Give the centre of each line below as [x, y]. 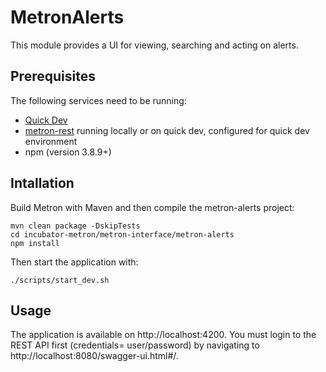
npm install [35, 243]
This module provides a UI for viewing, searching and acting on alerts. [154, 45]
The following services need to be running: [98, 100]
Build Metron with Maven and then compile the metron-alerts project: [152, 207]
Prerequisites [53, 76]
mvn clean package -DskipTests [75, 226]
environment [51, 141]
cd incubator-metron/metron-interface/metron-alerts [122, 234]
